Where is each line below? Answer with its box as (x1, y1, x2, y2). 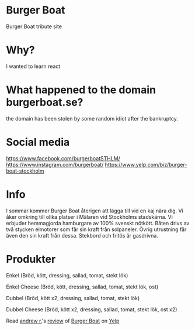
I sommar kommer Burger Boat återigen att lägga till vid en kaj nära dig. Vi (6, 207, 184, 214)
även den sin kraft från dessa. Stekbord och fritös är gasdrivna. (6, 232, 159, 239)
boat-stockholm (6, 167, 44, 174)
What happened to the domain (6, 83, 156, 97)
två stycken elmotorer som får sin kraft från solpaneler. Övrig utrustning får (6, 226, 187, 233)
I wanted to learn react (6, 63, 61, 70)
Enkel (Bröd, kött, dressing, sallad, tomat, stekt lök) (6, 271, 128, 279)
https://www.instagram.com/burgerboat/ (6, 161, 104, 168)
